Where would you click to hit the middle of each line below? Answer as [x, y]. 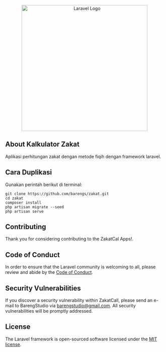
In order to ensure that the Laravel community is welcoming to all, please [80, 267]
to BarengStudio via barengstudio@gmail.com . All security [75, 306]
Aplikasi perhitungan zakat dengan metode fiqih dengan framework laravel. [83, 156]
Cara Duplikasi [28, 172]
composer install [23, 202]
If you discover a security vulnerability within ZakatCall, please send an [79, 301]
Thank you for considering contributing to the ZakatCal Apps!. [69, 239]
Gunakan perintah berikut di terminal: [44, 185]
